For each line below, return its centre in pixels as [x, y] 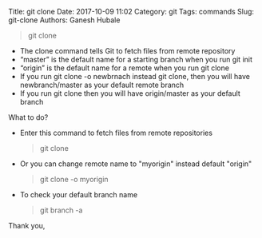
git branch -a [61, 210]
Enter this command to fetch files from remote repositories [116, 133]
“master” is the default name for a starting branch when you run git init [136, 59]
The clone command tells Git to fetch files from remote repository [127, 51]
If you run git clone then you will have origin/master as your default [130, 93]
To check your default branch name [79, 194]
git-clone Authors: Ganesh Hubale [64, 20]
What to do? [28, 117]
